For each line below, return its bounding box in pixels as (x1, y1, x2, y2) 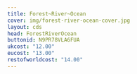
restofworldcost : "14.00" (7, 56, 83, 63)
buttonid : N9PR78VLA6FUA (7, 37, 80, 44)
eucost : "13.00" (7, 50, 55, 57)
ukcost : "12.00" (7, 43, 55, 50)
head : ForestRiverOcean (7, 30, 77, 37)
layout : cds (7, 23, 42, 30)
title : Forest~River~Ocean (7, 10, 86, 18)
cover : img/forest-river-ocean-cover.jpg (7, 17, 131, 24)
